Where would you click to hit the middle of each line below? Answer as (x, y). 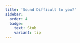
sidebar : (14, 14)
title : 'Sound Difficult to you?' (41, 10)
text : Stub (25, 28)
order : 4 (19, 19)
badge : (16, 23)
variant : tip (28, 33)
